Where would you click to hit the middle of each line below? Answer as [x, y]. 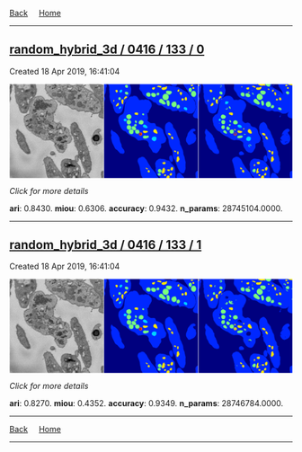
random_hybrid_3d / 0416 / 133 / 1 [106, 245]
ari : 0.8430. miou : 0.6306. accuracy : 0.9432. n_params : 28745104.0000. [146, 208]
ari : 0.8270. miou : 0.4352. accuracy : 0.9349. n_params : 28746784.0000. [147, 403]
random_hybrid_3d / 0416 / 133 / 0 [107, 50]
